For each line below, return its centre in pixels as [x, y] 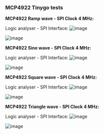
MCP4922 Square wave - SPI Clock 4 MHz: [51, 77]
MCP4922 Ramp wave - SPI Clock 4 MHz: [50, 19]
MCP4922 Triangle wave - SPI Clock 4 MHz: [52, 107]
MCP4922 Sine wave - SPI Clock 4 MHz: [48, 48]
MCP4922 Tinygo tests [34, 8]
